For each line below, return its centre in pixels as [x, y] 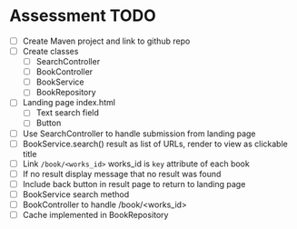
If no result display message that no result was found [122, 174]
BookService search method [76, 194]
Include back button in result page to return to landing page [134, 184]
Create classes [50, 51]
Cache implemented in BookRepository [95, 214]
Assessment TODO [83, 16]
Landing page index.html [69, 103]
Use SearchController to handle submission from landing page [139, 134]
